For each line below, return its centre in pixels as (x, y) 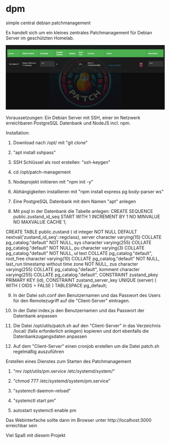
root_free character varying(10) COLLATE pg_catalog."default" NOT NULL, (83, 258)
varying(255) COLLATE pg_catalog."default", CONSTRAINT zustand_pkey (82, 275)
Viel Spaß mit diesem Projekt (36, 435)
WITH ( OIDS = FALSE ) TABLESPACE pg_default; (56, 285)
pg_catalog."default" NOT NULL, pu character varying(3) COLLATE (75, 248)
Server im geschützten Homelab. (40, 38)
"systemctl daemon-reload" (42, 390)
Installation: (18, 132)
